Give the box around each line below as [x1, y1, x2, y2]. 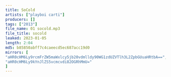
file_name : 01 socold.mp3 [5, 26, 60, 31]
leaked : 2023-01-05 [5, 36, 47, 41]
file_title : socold [5, 31, 47, 36]
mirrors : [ [5, 50, 28, 55]
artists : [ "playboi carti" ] [5, 12, 65, 17]
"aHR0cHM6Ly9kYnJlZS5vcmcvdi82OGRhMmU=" [5, 59, 93, 64]
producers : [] [5, 17, 36, 22]
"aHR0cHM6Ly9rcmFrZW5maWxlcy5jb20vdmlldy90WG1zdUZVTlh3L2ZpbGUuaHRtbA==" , [5, 54, 167, 60]
